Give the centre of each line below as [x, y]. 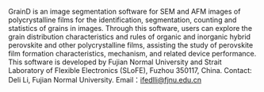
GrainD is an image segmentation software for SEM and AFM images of [124, 11]
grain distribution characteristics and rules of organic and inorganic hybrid [130, 36]
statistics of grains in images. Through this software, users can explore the [130, 28]
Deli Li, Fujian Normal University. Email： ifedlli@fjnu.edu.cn [105, 80]
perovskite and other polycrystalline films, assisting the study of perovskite [131, 45]
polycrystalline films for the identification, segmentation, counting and [122, 20]
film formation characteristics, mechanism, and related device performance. [132, 54]
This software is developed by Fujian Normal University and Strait [115, 62]
